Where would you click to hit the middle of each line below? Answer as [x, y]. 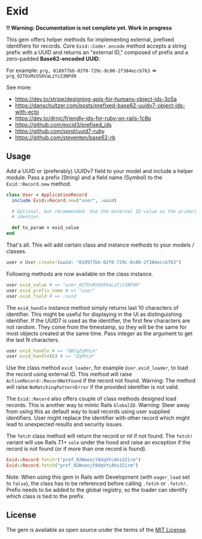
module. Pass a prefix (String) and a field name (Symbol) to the [84, 177]
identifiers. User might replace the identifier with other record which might [98, 418]
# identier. [27, 217]
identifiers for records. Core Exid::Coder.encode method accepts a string [96, 46]
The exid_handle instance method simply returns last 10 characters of [92, 307]
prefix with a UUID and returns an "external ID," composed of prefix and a [97, 52]
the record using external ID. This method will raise [69, 374]
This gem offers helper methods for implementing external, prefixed [90, 39]
